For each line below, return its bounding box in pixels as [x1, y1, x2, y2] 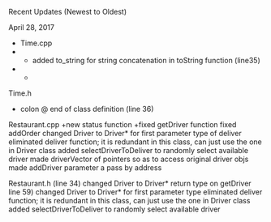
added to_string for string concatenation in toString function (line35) [32, 56, 261, 65]
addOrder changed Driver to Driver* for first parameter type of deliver [8, 129, 242, 138]
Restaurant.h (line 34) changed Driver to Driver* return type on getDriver [8, 178, 252, 188]
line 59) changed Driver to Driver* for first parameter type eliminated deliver [8, 187, 263, 197]
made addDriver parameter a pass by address [8, 163, 162, 173]
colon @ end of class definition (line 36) [19, 105, 154, 113]
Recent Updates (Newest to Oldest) [8, 7, 127, 16]
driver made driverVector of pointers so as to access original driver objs [8, 154, 249, 164]
